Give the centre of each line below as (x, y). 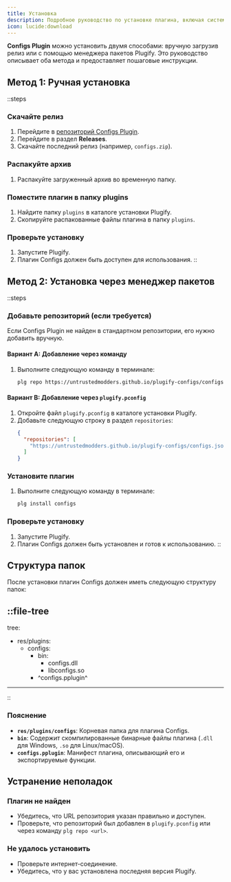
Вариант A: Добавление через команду (67, 354)
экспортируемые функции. (56, 760)
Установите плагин (41, 477)
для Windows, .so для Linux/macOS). (71, 745)
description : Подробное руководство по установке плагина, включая (106, 20)
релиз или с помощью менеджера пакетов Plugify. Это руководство (108, 53)
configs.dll (63, 663)
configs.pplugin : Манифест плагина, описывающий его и (101, 752)
